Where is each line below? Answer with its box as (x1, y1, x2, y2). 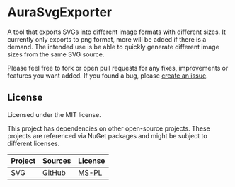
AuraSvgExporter (7, 4, 113, 20)
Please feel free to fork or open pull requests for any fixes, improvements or (7, 64, 229, 72)
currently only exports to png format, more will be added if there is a (7, 35, 207, 43)
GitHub (42, 167, 66, 177)
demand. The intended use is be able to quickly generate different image (7, 42, 219, 51)
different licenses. (7, 139, 60, 147)
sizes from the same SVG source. (7, 50, 105, 59)
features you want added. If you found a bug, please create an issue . (7, 71, 208, 80)
